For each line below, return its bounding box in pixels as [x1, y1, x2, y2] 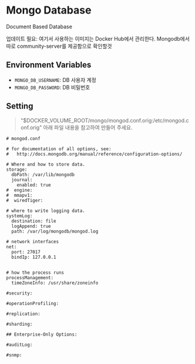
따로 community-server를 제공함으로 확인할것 [6, 42, 112, 49]
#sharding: [6, 321, 33, 327]
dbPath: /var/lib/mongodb [11, 171, 75, 177]
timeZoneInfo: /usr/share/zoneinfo [11, 280, 99, 286]
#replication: [6, 310, 41, 317]
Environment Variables [6, 60, 92, 70]
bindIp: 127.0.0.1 [11, 254, 57, 260]
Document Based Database [6, 23, 72, 30]
